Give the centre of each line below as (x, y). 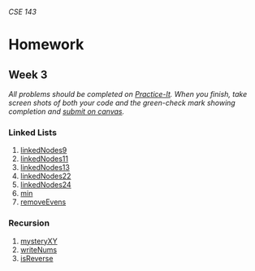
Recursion (29, 223)
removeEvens (43, 202)
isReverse (37, 258)
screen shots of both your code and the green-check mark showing (122, 103)
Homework (46, 45)
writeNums (39, 249)
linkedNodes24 (45, 185)
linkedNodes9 (43, 151)
